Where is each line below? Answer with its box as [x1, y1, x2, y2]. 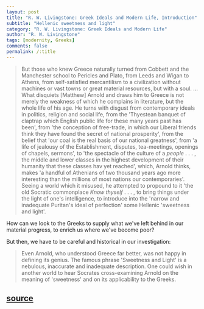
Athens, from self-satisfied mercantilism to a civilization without [21, 78, 181, 85]
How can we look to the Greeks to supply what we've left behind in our [6, 219, 184, 227]
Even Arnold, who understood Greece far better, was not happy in [21, 249, 187, 257]
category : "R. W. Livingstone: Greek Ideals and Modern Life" [6, 26, 167, 32]
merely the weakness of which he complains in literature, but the [21, 98, 184, 105]
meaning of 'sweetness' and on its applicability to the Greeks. [21, 275, 177, 283]
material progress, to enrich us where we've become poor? [6, 226, 155, 233]
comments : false [6, 43, 47, 49]
